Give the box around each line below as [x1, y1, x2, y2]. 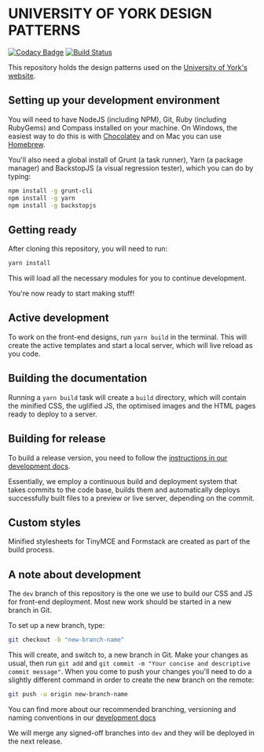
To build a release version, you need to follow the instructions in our [8, 453, 228, 462]
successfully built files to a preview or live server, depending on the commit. [8, 493, 255, 503]
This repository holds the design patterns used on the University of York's [8, 62, 247, 72]
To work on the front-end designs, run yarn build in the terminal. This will [8, 332, 247, 342]
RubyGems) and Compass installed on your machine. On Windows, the [8, 123, 237, 132]
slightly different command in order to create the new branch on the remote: [8, 675, 255, 684]
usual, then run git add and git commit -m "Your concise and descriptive [8, 658, 251, 668]
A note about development [8, 567, 141, 581]
